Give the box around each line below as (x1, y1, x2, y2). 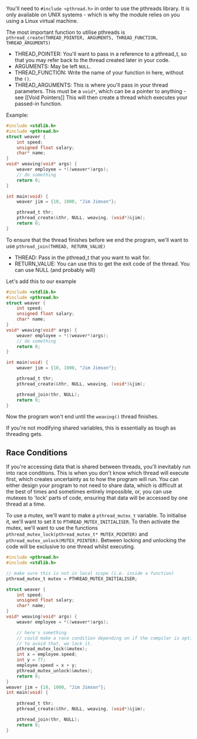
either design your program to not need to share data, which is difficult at (6, 482, 183, 489)
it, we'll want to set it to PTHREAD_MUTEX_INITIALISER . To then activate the (6, 518, 180, 525)
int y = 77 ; (16, 657, 46, 663)
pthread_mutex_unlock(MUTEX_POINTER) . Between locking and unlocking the (6, 537, 186, 544)
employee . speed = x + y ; (16, 662, 77, 669)
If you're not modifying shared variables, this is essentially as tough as (6, 424, 176, 431)
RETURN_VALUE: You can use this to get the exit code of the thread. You (14, 260, 190, 267)
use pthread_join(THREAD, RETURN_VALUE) (6, 243, 106, 250)
